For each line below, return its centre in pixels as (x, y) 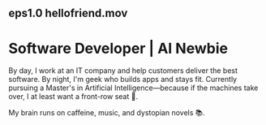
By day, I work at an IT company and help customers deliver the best (123, 71)
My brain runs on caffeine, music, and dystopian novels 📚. (107, 113)
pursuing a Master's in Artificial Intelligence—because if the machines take (133, 88)
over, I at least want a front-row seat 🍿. (73, 97)
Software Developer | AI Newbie (118, 48)
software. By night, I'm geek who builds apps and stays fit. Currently (123, 80)
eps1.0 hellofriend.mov (68, 13)
